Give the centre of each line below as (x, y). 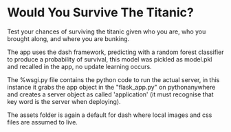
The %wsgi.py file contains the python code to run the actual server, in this (113, 79)
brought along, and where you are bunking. (68, 38)
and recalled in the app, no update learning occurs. (80, 66)
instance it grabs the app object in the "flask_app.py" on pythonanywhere (111, 87)
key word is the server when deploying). (64, 101)
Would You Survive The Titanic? (100, 13)
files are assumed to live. (42, 122)
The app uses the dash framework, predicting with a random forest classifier (115, 52)
